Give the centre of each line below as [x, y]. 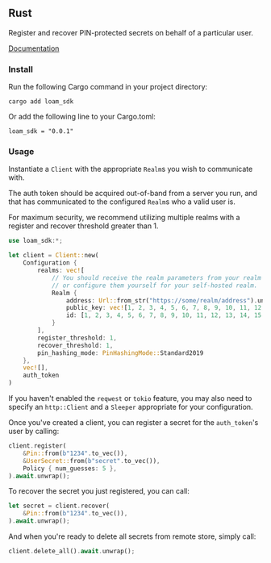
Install [21, 69]
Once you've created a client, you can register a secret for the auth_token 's [133, 423]
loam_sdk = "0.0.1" [41, 131]
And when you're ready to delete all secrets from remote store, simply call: [132, 536]
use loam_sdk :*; [35, 241]
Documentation [34, 48]
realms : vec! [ [61, 271]
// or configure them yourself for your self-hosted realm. [154, 286]
